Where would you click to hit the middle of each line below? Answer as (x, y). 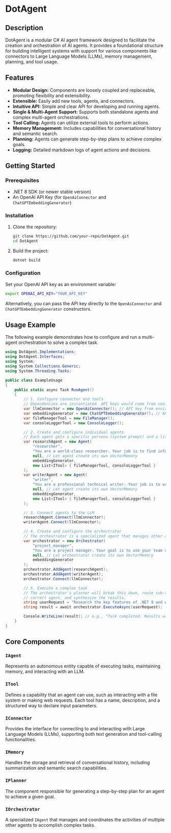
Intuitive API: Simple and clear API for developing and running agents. (86, 106)
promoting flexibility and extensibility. (52, 96)
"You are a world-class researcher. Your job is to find (94, 451)
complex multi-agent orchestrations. (51, 117)
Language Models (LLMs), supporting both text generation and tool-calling (83, 734)
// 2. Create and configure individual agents (74, 432)
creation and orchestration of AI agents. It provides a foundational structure (84, 45)
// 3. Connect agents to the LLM (59, 513)
